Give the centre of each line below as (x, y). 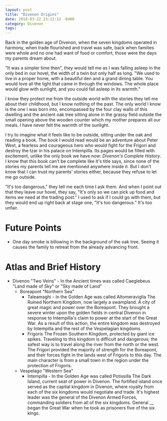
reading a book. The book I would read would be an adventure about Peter (82, 140)
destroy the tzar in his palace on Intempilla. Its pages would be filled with (80, 151)
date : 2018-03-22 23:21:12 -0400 (40, 19)
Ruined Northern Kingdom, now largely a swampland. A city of (91, 302)
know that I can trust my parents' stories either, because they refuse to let (81, 172)
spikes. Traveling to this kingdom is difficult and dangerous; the (92, 339)
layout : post (19, 10)
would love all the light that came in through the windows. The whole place (82, 84)
